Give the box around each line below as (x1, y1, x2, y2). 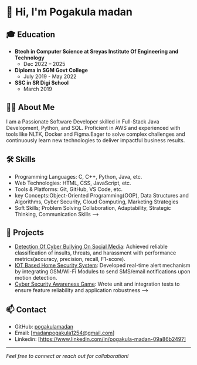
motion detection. (14, 274, 57, 282)
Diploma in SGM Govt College (14, 67, 88, 73)
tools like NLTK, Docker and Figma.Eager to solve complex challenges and (6, 130, 186, 138)
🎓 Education (6, 29, 56, 39)
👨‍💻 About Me (6, 102, 55, 112)
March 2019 (23, 85, 53, 92)
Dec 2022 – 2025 (23, 61, 66, 67)
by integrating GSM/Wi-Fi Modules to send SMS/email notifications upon (14, 268, 191, 275)
